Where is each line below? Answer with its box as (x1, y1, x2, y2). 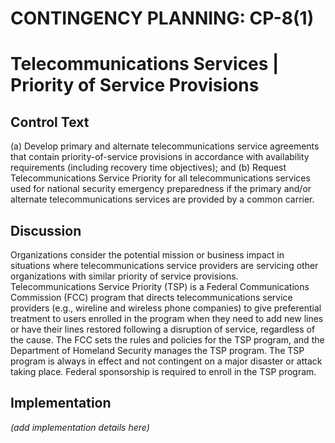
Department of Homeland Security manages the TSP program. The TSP (10, 345, 305, 356)
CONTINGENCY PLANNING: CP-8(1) (10, 7, 315, 30)
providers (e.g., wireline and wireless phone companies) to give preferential (10, 302, 322, 314)
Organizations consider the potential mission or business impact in (10, 249, 285, 261)
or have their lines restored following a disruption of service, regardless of (10, 323, 316, 335)
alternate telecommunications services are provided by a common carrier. (10, 193, 315, 206)
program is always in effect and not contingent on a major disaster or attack (10, 355, 323, 367)
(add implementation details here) (10, 421, 150, 433)
